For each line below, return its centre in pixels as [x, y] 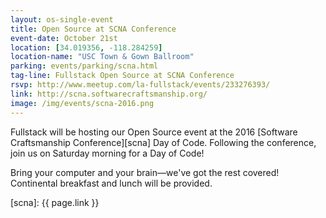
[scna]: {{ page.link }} [55, 202]
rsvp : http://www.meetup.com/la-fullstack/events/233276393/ [140, 85]
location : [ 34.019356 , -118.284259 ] [86, 47]
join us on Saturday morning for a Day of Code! [107, 153]
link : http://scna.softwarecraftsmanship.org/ [109, 94]
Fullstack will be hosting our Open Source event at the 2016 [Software [154, 132]
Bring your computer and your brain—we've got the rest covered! [145, 172]
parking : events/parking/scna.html [84, 66]
